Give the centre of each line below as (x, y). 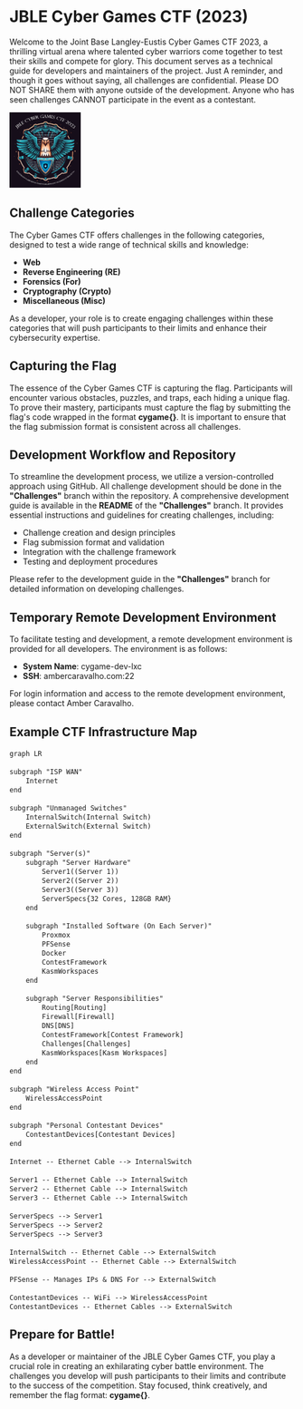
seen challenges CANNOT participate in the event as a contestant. (133, 99)
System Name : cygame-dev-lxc (82, 666)
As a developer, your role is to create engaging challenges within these (142, 318)
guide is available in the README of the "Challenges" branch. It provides (147, 506)
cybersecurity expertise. (55, 337)
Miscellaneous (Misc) (64, 300)
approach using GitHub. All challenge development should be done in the (146, 486)
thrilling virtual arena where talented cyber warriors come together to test (146, 51)
